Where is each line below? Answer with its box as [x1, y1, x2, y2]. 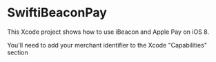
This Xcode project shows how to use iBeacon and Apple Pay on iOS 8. [7, 28, 209, 36]
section [7, 48, 29, 56]
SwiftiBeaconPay [7, 5, 107, 21]
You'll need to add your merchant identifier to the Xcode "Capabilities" [7, 41, 207, 49]
